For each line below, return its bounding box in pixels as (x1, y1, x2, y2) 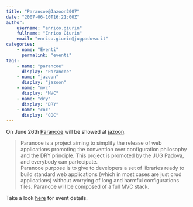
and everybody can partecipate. (20, 158, 98, 165)
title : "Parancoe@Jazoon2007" (6, 8, 80, 15)
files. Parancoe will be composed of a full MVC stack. (20, 183, 150, 191)
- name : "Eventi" (16, 47, 59, 53)
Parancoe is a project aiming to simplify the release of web (20, 140, 162, 147)
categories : (6, 42, 35, 47)
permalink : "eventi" (21, 52, 72, 58)
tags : (6, 57, 19, 63)
